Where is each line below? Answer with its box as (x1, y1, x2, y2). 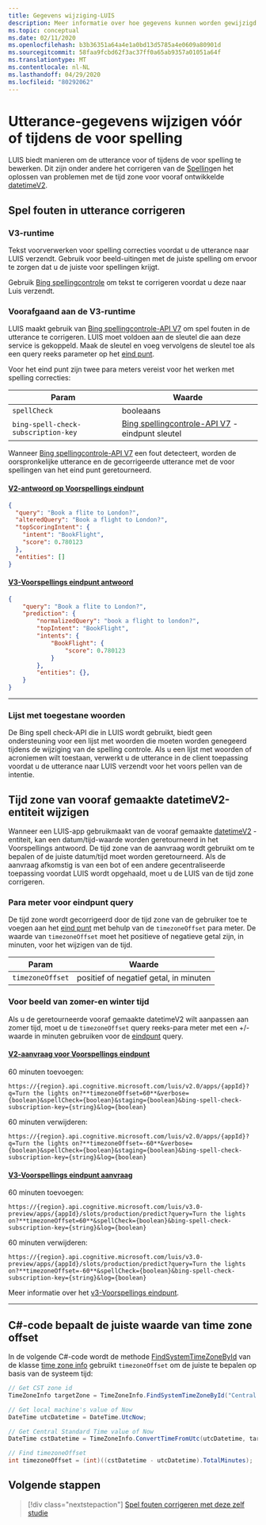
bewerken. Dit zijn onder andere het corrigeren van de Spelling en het (8, 164, 234, 173)
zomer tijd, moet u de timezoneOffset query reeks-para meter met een (8, 1022, 237, 1032)
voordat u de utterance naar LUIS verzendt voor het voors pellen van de (8, 761, 243, 771)
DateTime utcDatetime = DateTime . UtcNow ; (8, 1413, 147, 1421)
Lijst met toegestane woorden (8, 710, 126, 721)
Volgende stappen (8, 1478, 101, 1492)
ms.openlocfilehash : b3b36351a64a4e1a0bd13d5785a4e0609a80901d (8, 41, 222, 49)
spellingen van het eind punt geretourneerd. (8, 465, 152, 475)
